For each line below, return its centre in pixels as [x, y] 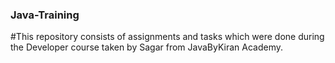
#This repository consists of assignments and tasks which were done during [167, 37]
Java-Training [45, 15]
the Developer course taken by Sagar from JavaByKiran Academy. [147, 47]
